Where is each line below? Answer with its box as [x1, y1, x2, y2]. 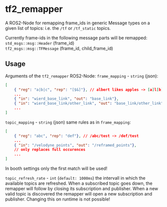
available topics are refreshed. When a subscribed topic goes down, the [5, 180, 153, 186]
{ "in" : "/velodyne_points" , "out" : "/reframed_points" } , [14, 142, 137, 147]
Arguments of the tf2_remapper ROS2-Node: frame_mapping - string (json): [5, 73, 159, 79]
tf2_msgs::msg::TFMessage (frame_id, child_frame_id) [5, 45, 113, 51]
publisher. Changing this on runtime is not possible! [5, 196, 110, 202]
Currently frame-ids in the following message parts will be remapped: [5, 35, 148, 41]
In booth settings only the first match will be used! [5, 165, 108, 171]
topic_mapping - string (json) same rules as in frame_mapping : [5, 119, 131, 125]
